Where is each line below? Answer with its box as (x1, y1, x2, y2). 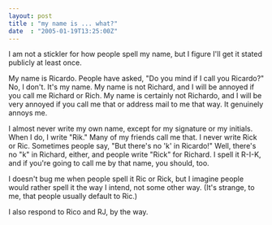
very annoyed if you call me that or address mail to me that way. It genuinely (8, 99, 264, 110)
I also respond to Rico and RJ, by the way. (8, 207, 149, 217)
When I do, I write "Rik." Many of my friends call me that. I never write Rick (8, 132, 257, 142)
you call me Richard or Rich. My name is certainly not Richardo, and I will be (8, 91, 262, 101)
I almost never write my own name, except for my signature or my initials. (8, 123, 253, 134)
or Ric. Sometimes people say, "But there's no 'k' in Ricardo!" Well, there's (8, 141, 257, 151)
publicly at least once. (8, 58, 83, 67)
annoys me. (8, 108, 48, 118)
